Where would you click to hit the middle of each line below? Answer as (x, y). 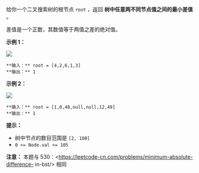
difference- (20, 164)
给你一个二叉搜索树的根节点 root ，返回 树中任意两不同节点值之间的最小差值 (99, 9)
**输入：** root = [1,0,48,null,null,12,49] (61, 107)
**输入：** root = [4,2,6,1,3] (44, 65)
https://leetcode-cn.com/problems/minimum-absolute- (126, 157)
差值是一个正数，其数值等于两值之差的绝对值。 (63, 29)
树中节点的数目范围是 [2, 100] (52, 138)
